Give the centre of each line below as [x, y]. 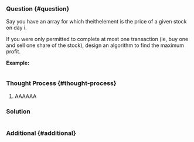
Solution [18, 111]
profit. [13, 52]
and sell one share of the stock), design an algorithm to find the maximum [95, 45]
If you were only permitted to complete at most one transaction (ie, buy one [97, 39]
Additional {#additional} [41, 133]
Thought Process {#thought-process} [61, 83]
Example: [18, 63]
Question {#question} [38, 9]
